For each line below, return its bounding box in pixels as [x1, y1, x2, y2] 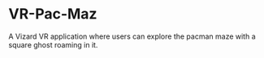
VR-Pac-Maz [8, 5, 97, 23]
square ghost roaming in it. [8, 39, 98, 49]
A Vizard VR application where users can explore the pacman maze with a [8, 31, 256, 41]
